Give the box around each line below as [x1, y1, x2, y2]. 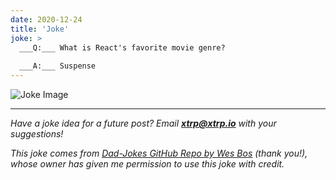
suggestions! [10, 128, 64, 140]
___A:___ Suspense [19, 61, 97, 71]
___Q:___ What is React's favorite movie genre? [19, 42, 226, 53]
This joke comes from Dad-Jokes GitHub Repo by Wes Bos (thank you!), [10, 147, 308, 159]
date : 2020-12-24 [10, 14, 83, 25]
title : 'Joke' [10, 24, 70, 34]
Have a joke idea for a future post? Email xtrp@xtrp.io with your [10, 117, 277, 129]
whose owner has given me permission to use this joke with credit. [10, 158, 285, 170]
